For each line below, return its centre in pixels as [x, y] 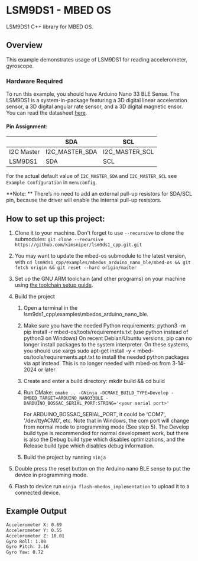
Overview [25, 45]
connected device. [37, 493]
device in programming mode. [51, 475]
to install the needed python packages [142, 357]
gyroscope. [20, 66]
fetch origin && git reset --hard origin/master [76, 268]
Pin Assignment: [27, 126]
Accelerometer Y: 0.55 [34, 530]
